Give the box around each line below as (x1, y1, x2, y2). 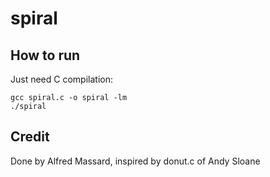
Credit (10, 128, 50, 146)
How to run (10, 47, 81, 64)
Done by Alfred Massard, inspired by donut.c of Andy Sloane (10, 155, 261, 167)
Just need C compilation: (10, 73, 113, 85)
